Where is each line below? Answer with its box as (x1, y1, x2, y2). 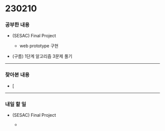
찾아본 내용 (5, 72, 30, 79)
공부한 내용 (5, 22, 30, 28)
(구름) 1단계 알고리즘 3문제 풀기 (12, 53, 73, 59)
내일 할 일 (5, 101, 26, 107)
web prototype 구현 (19, 43, 59, 49)
